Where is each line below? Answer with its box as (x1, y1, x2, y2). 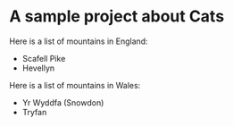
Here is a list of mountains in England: (9, 36, 149, 46)
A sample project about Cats (9, 6, 225, 27)
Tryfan (21, 106, 47, 117)
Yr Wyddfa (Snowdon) (21, 97, 104, 108)
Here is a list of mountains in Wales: (9, 80, 141, 90)
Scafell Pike (21, 53, 66, 63)
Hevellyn (21, 63, 55, 73)
